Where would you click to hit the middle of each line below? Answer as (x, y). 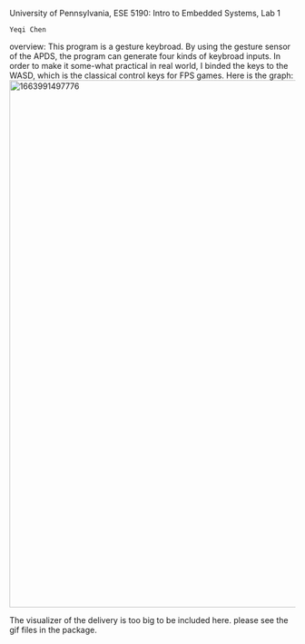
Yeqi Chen (28, 30)
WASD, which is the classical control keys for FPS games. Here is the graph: (152, 75)
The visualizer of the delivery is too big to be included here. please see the (149, 620)
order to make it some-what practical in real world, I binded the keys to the (149, 66)
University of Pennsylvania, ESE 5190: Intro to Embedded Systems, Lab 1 (145, 13)
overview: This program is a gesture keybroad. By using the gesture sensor (150, 46)
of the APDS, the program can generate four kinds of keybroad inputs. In (145, 56)
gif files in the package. (53, 630)
